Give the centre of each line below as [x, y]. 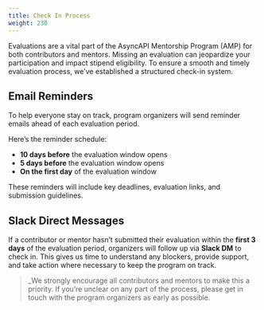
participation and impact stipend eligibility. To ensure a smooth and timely [129, 63]
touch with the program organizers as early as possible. [119, 298]
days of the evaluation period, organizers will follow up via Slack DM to [125, 249]
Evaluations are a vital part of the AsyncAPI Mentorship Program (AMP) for [130, 45]
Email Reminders [51, 96]
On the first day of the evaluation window [88, 171]
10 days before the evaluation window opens [94, 155]
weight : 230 [28, 23]
